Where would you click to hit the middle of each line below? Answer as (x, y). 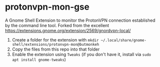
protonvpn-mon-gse (47, 7)
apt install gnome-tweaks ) (39, 59)
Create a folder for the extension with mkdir (55, 40)
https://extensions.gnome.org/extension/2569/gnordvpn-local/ (68, 30)
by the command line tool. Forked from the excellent (57, 25)
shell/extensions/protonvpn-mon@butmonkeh (56, 44)
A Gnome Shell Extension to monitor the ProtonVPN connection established (80, 20)
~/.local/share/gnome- (124, 40)
